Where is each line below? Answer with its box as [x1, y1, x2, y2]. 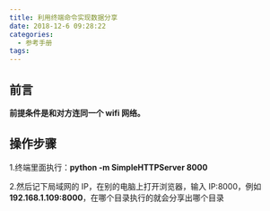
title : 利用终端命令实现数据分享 [9, 13, 118, 22]
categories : [9, 30, 54, 39]
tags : [9, 47, 30, 56]
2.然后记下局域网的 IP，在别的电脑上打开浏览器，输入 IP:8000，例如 [9, 180, 262, 191]
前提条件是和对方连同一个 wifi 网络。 [9, 107, 145, 118]
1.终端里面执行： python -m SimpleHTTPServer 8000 [9, 162, 208, 172]
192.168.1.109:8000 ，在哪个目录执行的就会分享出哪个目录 [9, 192, 224, 203]
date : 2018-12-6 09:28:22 [9, 22, 106, 31]
